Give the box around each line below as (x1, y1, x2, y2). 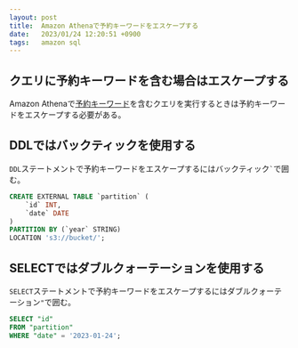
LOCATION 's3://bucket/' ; (9, 233, 105, 243)
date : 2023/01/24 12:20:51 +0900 (9, 29, 141, 38)
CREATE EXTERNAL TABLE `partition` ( (9, 192, 149, 201)
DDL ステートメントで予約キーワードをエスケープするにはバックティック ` (9, 163, 274, 174)
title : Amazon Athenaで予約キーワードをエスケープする (9, 21, 198, 30)
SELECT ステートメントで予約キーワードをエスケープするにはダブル (9, 286, 252, 296)
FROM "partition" (9, 322, 74, 332)
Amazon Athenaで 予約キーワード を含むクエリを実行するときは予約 (9, 99, 255, 109)
